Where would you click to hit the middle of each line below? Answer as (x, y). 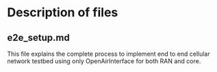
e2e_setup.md (38, 38)
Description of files (63, 13)
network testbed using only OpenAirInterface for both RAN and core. (104, 61)
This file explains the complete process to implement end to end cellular (108, 54)
